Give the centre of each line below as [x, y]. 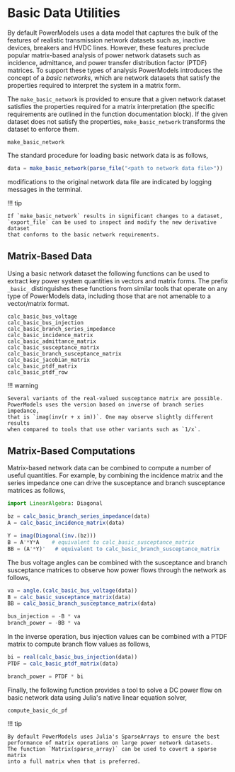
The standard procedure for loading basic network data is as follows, [108, 155]
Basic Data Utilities [64, 13]
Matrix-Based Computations [71, 451]
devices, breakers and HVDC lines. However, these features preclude [108, 47]
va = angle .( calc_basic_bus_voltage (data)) [73, 590]
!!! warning [23, 385]
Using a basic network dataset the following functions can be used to [109, 273]
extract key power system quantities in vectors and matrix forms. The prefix [118, 280]
